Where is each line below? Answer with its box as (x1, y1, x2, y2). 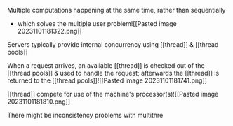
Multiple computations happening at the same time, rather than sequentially (7, 6, 226, 14)
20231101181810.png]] (7, 97, 71, 106)
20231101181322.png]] (17, 27, 82, 35)
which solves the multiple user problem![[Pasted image (17, 20, 177, 27)
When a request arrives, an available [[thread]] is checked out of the (7, 62, 205, 69)
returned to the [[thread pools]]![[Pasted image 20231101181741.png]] (7, 76, 207, 85)
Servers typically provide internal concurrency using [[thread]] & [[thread (7, 41, 219, 48)
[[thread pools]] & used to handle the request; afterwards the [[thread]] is (7, 69, 220, 77)
